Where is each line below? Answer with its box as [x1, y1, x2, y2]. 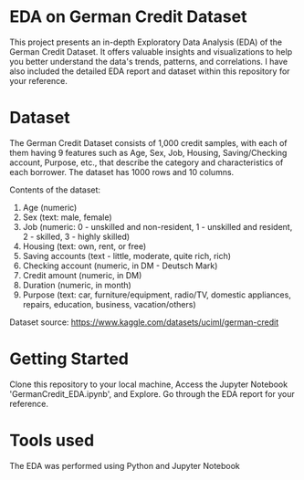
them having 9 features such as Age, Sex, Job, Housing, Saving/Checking [9, 147, 288, 158]
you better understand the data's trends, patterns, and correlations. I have [9, 56, 288, 67]
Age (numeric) [22, 202, 78, 213]
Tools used [9, 431, 95, 451]
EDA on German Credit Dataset [9, 6, 247, 27]
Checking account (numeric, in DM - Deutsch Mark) [22, 260, 218, 271]
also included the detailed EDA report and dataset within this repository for [9, 66, 290, 77]
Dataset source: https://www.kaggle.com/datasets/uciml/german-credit [9, 317, 279, 328]
